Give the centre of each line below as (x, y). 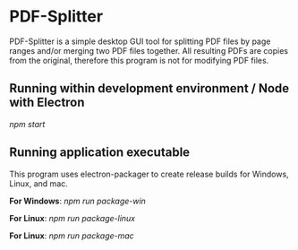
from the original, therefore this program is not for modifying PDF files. (139, 60)
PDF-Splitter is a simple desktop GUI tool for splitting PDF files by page (140, 41)
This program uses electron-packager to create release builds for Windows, (149, 174)
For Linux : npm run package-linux (72, 218)
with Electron (47, 103)
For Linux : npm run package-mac (72, 236)
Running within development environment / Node (149, 88)
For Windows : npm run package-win (77, 201)
